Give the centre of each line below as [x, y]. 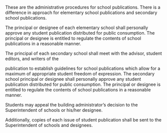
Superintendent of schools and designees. [49, 125]
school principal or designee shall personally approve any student [73, 79]
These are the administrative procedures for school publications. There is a [83, 7]
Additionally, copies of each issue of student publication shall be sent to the [83, 120]
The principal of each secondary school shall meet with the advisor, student [83, 53]
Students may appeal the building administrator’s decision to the [71, 105]
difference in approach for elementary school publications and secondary [81, 13]
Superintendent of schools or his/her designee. [54, 110]
